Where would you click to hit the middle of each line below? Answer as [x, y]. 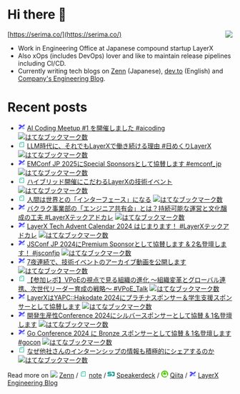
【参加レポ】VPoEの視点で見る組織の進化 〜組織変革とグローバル [123, 279]
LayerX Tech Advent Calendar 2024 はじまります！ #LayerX [116, 226]
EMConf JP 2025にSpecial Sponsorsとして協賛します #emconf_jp [124, 163]
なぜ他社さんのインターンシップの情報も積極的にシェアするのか [121, 351]
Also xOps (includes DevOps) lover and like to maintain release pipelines [124, 56]
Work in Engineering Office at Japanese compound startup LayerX [116, 48]
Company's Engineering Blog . [61, 79]
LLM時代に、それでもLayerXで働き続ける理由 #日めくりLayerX [119, 146]
